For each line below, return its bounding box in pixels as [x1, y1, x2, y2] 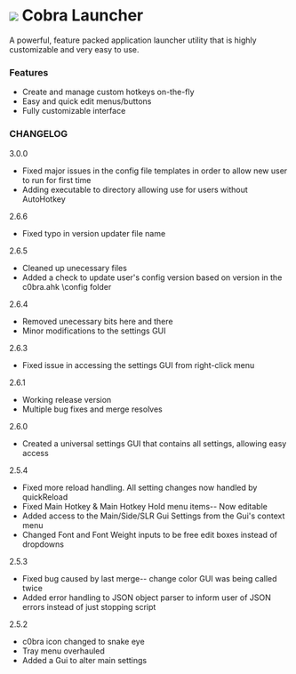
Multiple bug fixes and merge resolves [21, 404, 163, 414]
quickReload [21, 491, 68, 502]
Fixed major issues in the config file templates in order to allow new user [21, 165, 288, 176]
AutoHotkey [21, 193, 67, 205]
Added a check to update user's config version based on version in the [21, 272, 283, 283]
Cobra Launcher [21, 5, 144, 26]
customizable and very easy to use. [9, 44, 140, 54]
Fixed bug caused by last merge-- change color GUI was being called [21, 573, 277, 583]
